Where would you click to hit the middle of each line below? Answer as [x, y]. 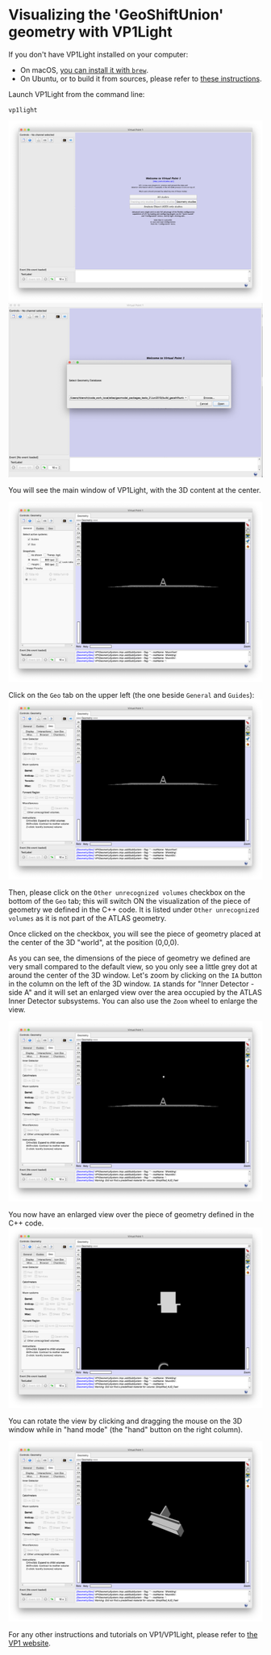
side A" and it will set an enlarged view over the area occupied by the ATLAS [135, 993]
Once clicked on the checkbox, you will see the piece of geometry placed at [135, 934]
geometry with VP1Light [91, 32]
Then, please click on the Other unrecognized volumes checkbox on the [127, 893]
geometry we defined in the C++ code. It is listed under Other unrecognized [134, 909]
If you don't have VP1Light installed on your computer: [98, 54]
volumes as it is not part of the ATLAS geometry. [88, 918]
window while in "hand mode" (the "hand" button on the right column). [126, 1430]
